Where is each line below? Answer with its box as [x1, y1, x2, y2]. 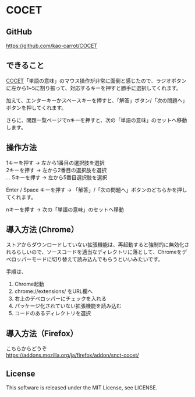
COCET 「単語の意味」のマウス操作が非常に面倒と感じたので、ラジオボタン [6, 77, 187, 84]
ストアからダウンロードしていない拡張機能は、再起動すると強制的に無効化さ [6, 241, 190, 248]
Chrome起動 [14, 281, 45, 288]
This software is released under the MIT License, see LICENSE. [6, 384, 158, 391]
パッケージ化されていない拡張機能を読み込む [14, 302, 122, 309]
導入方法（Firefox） [6, 328, 79, 339]
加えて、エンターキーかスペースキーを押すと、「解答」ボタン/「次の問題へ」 [6, 97, 188, 104]
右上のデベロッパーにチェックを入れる [14, 295, 107, 302]
